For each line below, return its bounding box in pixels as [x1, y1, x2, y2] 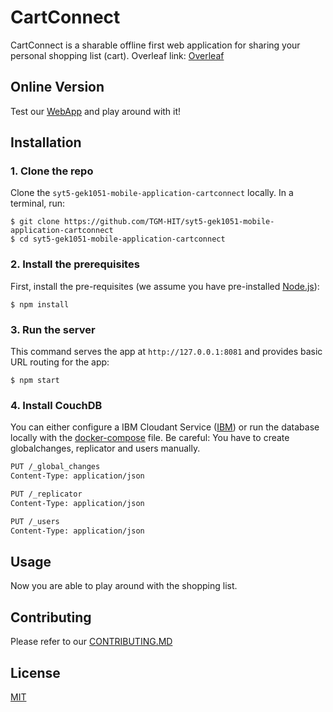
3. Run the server [10, 322, 96, 336]
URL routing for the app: [10, 356, 110, 368]
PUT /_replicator [10, 489, 83, 500]
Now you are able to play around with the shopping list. [10, 580, 238, 592]
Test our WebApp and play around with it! [10, 105, 182, 117]
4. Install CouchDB [10, 398, 103, 412]
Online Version [10, 79, 105, 96]
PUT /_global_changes [10, 462, 101, 472]
